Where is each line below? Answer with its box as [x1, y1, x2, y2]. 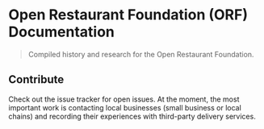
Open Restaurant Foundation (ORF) [8, 6, 249, 24]
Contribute [8, 73, 65, 86]
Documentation [8, 23, 115, 41]
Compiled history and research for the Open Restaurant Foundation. [27, 49, 254, 59]
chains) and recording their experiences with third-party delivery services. [8, 111, 256, 121]
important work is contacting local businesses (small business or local [8, 102, 242, 112]
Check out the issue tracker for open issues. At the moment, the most [8, 94, 240, 104]
